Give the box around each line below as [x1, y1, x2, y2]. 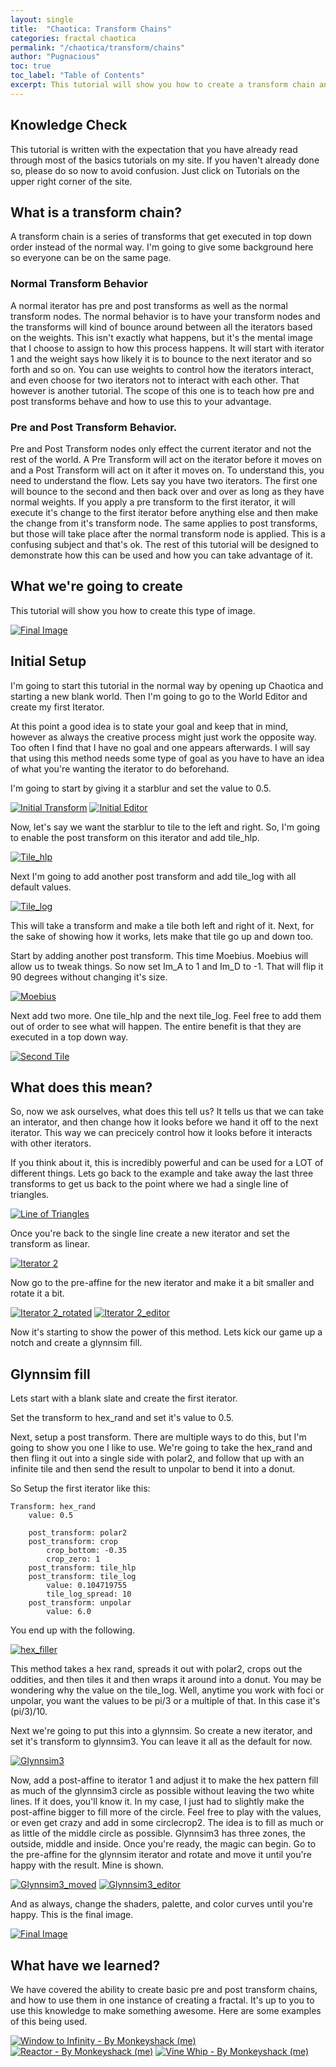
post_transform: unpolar [28, 1598, 132, 1608]
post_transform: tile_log [28, 1572, 137, 1582]
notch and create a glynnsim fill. [10, 1337, 143, 1349]
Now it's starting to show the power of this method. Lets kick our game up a [10, 1326, 323, 1338]
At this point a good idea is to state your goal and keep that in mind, [10, 720, 289, 732]
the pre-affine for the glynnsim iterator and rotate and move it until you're [10, 1849, 312, 1861]
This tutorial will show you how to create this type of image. [10, 604, 256, 616]
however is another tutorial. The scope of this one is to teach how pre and [10, 384, 315, 396]
